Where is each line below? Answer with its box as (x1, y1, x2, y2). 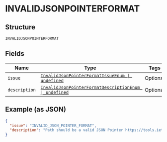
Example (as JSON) (5, 105, 66, 114)
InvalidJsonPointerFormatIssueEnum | (40, 73, 130, 78)
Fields (5, 49, 25, 58)
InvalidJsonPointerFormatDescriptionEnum (40, 84, 140, 90)
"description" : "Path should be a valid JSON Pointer (9, 128, 123, 133)
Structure (5, 23, 36, 31)
